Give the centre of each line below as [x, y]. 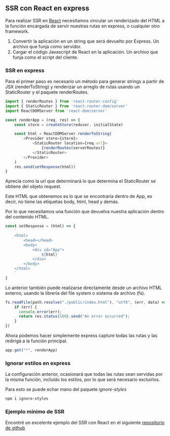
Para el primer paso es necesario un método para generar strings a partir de [85, 82]
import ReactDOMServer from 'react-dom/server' [56, 111]
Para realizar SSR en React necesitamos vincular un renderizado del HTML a [85, 20]
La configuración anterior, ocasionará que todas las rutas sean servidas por [84, 374]
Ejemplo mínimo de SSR [35, 412]
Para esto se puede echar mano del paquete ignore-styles [66, 389]
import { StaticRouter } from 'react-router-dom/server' [67, 106]
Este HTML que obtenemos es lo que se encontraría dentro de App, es [79, 196]
